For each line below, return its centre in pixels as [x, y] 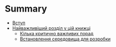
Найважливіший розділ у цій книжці [51, 28]
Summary [26, 9]
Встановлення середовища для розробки [65, 39]
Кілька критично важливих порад [56, 33]
